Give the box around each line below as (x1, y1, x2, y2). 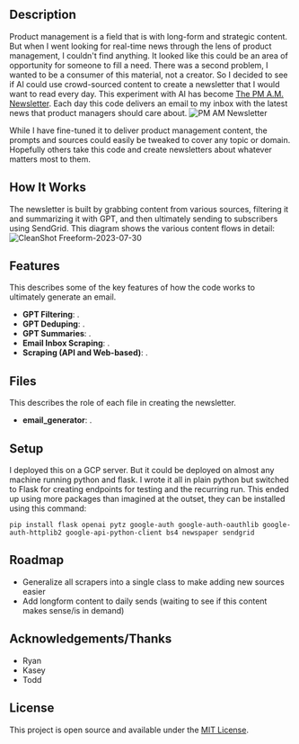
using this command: (9, 503, 87, 514)
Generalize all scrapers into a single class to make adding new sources (22, 576, 285, 587)
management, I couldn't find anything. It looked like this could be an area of (9, 49, 289, 61)
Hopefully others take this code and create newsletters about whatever (9, 144, 272, 155)
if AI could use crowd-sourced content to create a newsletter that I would (9, 78, 280, 89)
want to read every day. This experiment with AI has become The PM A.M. (9, 88, 285, 99)
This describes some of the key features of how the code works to (9, 282, 256, 293)
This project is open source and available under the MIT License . (9, 724, 250, 735)
